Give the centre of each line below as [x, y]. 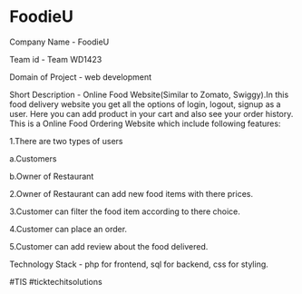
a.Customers [33, 158]
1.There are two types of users [66, 141]
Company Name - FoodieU [59, 42]
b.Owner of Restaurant [52, 176]
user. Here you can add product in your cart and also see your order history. [151, 113]
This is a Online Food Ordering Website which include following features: [145, 123]
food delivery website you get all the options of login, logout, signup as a [145, 104]
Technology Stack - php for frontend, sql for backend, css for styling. [139, 264]
